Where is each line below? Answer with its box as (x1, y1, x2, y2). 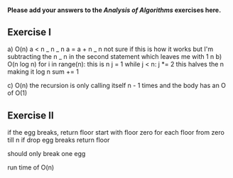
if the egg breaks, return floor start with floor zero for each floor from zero (7, 128, 225, 137)
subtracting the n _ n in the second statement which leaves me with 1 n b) (7, 52, 222, 61)
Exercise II (7, 109, 55, 121)
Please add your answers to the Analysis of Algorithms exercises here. (7, 6, 222, 14)
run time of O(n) (7, 163, 55, 172)
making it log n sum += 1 (7, 67, 80, 76)
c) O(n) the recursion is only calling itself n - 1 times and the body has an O (7, 82, 226, 90)
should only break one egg (7, 150, 86, 158)
